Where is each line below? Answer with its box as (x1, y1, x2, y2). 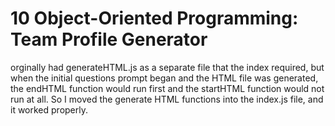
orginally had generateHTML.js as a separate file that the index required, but (10, 61, 325, 73)
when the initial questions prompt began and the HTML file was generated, (10, 72, 319, 84)
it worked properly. (10, 103, 89, 116)
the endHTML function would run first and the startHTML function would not (10, 82, 325, 94)
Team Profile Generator (10, 28, 208, 51)
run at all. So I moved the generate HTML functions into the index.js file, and (10, 93, 324, 105)
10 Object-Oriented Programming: (10, 7, 299, 30)
